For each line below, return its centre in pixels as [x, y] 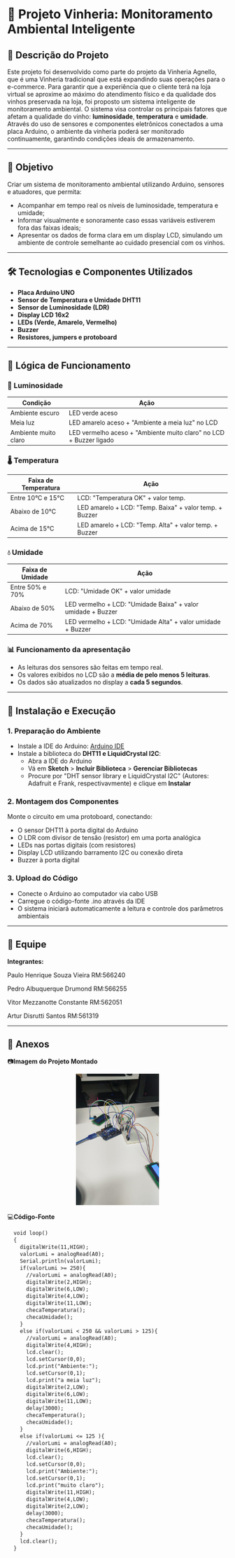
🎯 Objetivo [30, 167]
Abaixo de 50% [33, 608]
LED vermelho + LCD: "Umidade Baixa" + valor [132, 605]
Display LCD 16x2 [43, 315]
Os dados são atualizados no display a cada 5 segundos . [100, 682]
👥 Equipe [27, 945]
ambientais [33, 916]
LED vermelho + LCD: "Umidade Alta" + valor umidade [143, 621]
